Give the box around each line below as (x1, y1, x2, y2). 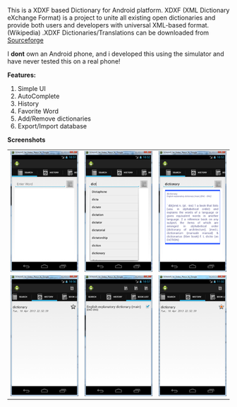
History (17, 99, 39, 108)
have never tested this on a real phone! (7, 57, 121, 66)
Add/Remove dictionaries (17, 114, 92, 123)
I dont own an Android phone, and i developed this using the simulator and (7, 49, 224, 58)
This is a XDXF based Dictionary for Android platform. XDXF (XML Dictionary (7, 6, 230, 14)
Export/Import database (17, 122, 87, 130)
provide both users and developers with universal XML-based (7, 21, 187, 29)
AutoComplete (17, 92, 60, 100)
